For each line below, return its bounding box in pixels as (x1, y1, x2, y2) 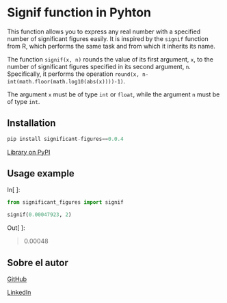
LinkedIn (7, 289, 31, 296)
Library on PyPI (7, 148, 51, 156)
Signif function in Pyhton (7, 5, 152, 21)
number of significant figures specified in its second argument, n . (7, 62, 191, 70)
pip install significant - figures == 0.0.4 (7, 135, 124, 142)
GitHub (7, 275, 27, 283)
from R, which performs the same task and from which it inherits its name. (7, 42, 215, 50)
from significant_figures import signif (7, 199, 124, 206)
